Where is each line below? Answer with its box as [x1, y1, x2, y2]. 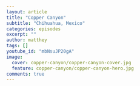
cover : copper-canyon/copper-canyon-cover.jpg [12, 59, 132, 65]
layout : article [6, 8, 47, 15]
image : [6, 54, 23, 60]
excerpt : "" [6, 31, 36, 38]
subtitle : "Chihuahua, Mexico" [6, 20, 85, 26]
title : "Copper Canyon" [6, 15, 67, 21]
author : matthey [6, 37, 47, 43]
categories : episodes [6, 25, 61, 32]
